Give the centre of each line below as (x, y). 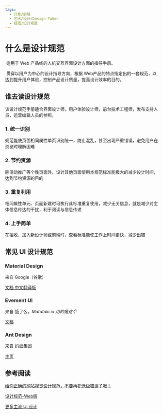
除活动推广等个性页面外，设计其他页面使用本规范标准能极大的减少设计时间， (81, 172)
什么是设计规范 (35, 49)
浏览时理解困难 (20, 147)
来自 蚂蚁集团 (18, 346)
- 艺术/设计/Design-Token (34, 19)
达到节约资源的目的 (24, 178)
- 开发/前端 (20, 14)
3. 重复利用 (18, 192)
